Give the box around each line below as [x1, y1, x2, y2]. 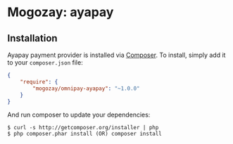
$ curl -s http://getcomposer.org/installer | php [7, 124, 159, 131]
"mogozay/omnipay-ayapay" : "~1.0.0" [32, 85, 140, 92]
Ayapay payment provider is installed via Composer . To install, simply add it [7, 51, 226, 59]
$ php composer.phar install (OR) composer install [7, 131, 162, 138]
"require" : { [20, 78, 58, 85]
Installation [7, 32, 58, 44]
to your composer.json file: [7, 58, 83, 67]
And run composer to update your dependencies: [7, 110, 151, 119]
